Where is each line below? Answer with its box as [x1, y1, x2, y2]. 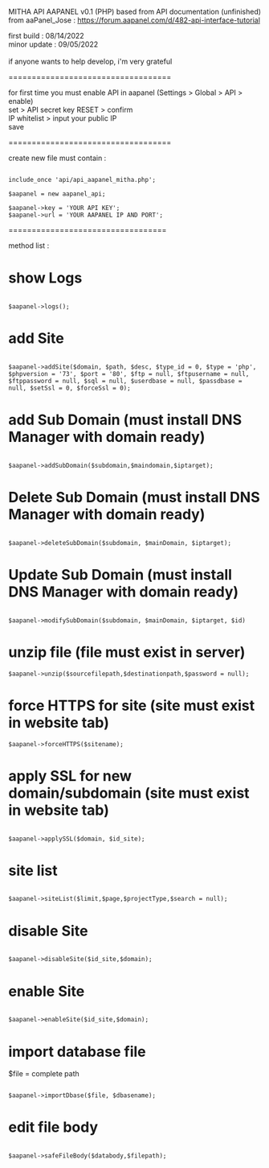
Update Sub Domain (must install [8, 565, 233, 584]
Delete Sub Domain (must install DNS [8, 489, 261, 506]
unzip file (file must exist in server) [8, 643, 246, 661]
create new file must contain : [8, 153, 107, 163]
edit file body [8, 1118, 99, 1137]
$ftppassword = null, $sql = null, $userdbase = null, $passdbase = [8, 377, 243, 385]
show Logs [8, 269, 83, 287]
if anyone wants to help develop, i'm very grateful [8, 56, 173, 66]
